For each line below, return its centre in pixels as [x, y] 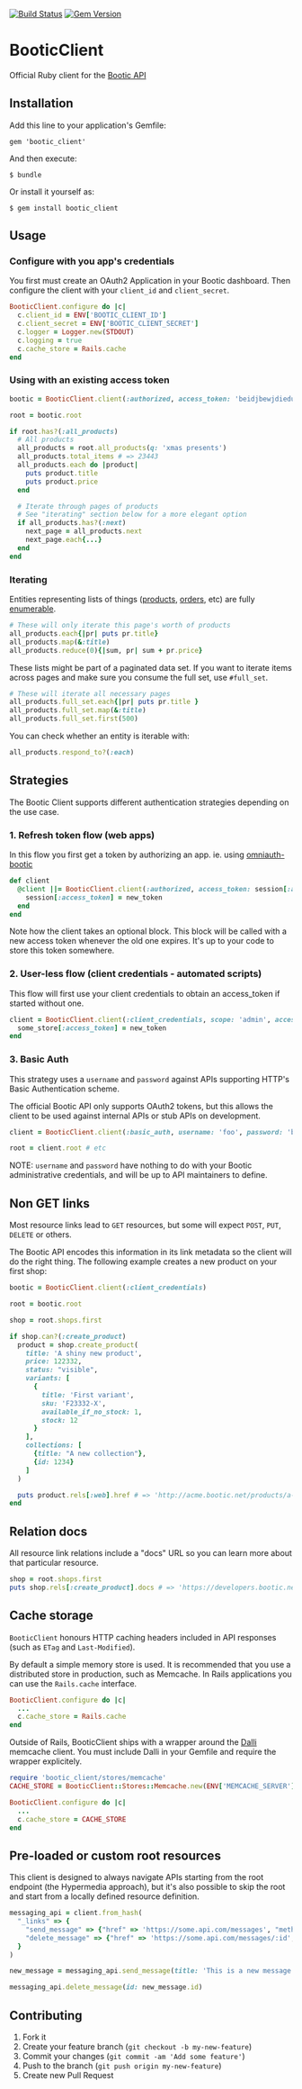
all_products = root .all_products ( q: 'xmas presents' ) [122, 448]
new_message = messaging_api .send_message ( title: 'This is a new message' [152, 1971]
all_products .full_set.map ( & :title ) [78, 710]
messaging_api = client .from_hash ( [76, 1913]
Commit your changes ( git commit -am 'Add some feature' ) [133, 2057]
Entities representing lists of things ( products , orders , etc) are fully [132, 600]
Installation [41, 104]
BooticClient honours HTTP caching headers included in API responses [143, 1637]
